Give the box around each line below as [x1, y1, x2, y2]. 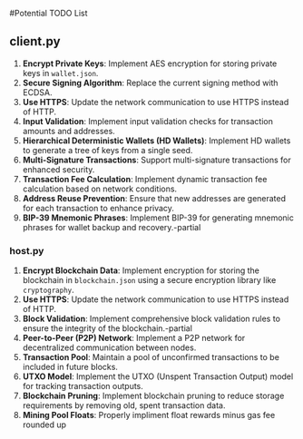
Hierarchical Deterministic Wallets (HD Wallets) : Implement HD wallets [22, 135, 291, 146]
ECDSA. [22, 86, 53, 98]
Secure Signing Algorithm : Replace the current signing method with [22, 77, 279, 88]
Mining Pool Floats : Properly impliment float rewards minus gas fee [22, 410, 276, 421]
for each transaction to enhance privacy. [22, 202, 175, 213]
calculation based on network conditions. [22, 183, 178, 194]
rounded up [22, 419, 66, 430]
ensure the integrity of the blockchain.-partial [22, 323, 193, 334]
